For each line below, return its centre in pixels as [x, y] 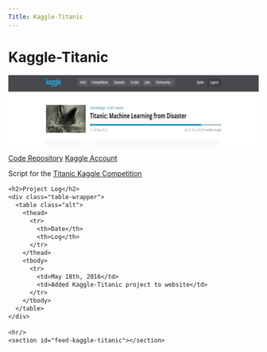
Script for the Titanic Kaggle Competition [75, 174]
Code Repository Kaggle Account [63, 158]
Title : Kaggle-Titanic [46, 17]
